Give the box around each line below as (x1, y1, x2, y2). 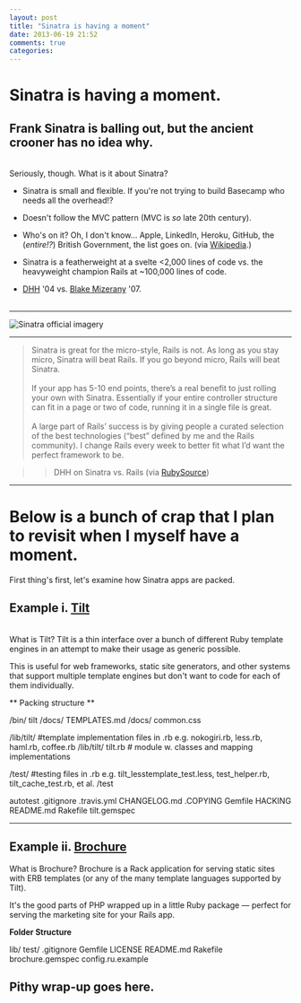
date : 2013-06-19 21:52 (9, 30, 99, 39)
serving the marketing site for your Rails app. (9, 909, 176, 920)
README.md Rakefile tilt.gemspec (9, 805, 136, 815)
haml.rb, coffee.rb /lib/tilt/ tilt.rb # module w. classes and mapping (9, 741, 254, 752)
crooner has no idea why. (9, 135, 154, 150)
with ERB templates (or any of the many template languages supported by (9, 872, 282, 884)
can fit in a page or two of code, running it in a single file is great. (30, 402, 272, 413)
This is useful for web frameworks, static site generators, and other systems (9, 660, 291, 671)
